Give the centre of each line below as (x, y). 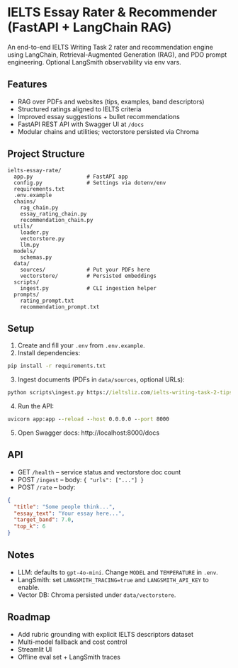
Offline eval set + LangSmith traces (69, 657)
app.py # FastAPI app (71, 177)
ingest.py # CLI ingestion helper (89, 288)
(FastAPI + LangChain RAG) (90, 27)
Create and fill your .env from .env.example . (81, 345)
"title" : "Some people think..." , (64, 507)
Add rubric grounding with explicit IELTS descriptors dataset (105, 634)
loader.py (35, 232)
